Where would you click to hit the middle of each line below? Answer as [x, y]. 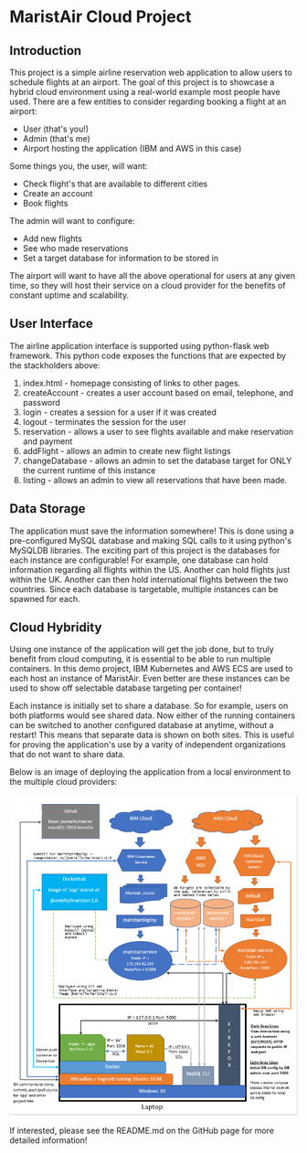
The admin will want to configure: [72, 221]
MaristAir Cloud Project [101, 17]
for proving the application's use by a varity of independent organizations [148, 745]
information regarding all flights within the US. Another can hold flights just [150, 569]
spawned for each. [45, 598]
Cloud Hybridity [56, 628]
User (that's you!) [56, 129]
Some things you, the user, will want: [79, 166]
